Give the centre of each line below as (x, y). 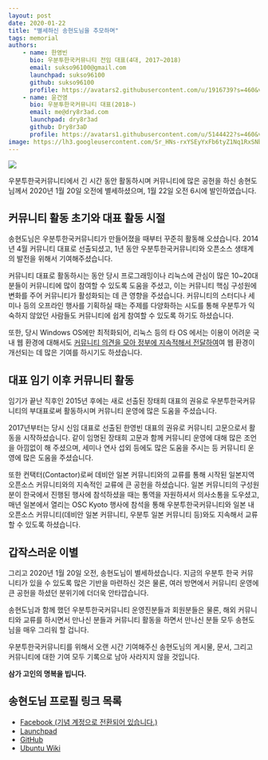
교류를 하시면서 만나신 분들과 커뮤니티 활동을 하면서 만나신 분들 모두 (128, 619)
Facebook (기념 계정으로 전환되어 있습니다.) (89, 722)
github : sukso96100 (61, 82)
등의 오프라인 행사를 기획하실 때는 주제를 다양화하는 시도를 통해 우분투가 (135, 306)
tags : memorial (33, 38)
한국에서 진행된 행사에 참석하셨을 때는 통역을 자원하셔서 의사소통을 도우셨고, (141, 495)
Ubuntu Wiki (40, 748)
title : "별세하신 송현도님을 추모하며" (63, 30)
